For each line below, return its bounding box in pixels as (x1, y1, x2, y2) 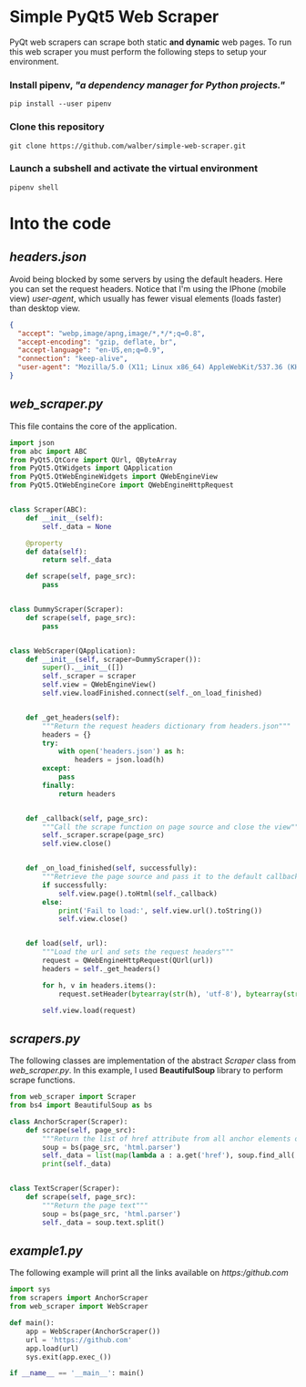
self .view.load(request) (42, 1006, 137, 1015)
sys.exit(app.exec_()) (25, 1352, 112, 1361)
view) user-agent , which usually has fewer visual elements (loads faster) (9, 293, 282, 304)
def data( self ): (25, 547, 88, 556)
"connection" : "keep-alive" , (17, 354, 128, 364)
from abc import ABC (9, 447, 88, 456)
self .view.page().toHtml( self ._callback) (57, 889, 219, 898)
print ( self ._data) (42, 1160, 112, 1169)
